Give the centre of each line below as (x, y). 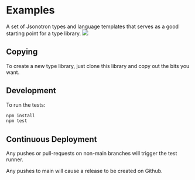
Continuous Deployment (52, 139)
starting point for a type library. (44, 33)
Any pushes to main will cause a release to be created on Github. (84, 171)
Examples (30, 10)
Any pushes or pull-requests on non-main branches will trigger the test (92, 154)
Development (31, 91)
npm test (17, 121)
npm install (20, 116)
